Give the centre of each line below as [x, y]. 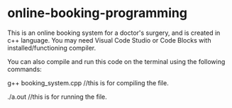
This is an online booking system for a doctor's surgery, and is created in [114, 33]
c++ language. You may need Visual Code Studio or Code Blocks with [109, 40]
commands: [25, 69]
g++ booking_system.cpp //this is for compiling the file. [88, 82]
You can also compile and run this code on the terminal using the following [116, 61]
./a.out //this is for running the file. [57, 97]
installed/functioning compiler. [52, 48]
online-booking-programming [98, 13]
